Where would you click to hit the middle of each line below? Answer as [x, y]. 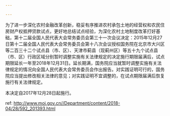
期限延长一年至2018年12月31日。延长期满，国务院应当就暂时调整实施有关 [81, 63]
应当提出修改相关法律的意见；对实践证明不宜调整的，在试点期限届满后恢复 [87, 76]
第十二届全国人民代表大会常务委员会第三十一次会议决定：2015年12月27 [88, 37]
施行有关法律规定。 [25, 82]
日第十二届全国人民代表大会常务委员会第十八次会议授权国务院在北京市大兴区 [85, 44]
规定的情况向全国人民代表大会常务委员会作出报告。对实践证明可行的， [82, 69]
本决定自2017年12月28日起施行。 [40, 93]
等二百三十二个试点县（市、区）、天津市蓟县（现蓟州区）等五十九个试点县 [82, 50]
